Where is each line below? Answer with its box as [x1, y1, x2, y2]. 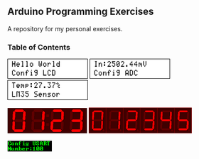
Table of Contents [7, 42, 71, 52]
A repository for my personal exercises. [7, 24, 123, 33]
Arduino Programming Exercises [7, 6, 154, 18]
